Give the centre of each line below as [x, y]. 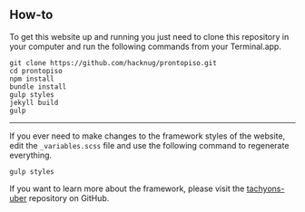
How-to [31, 15]
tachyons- [266, 188]
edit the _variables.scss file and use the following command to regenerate [149, 145]
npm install [32, 79]
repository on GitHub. [69, 198]
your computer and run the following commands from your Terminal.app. [145, 46]
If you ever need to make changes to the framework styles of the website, [148, 136]
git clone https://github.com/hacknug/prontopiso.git [113, 63]
